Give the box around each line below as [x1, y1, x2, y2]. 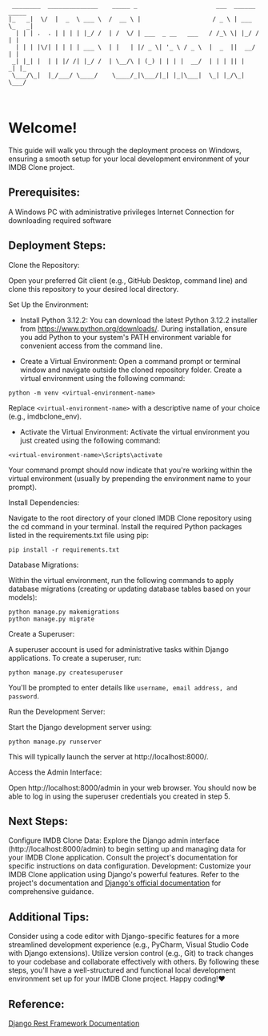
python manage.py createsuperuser [8, 668, 124, 677]
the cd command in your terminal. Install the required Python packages [8, 521, 242, 531]
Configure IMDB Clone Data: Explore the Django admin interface [8, 836, 220, 845]
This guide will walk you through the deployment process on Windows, [8, 145, 242, 155]
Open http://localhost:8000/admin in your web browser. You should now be [8, 783, 258, 792]
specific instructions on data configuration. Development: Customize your [8, 861, 252, 871]
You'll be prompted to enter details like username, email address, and [8, 682, 238, 692]
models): [8, 592, 38, 602]
